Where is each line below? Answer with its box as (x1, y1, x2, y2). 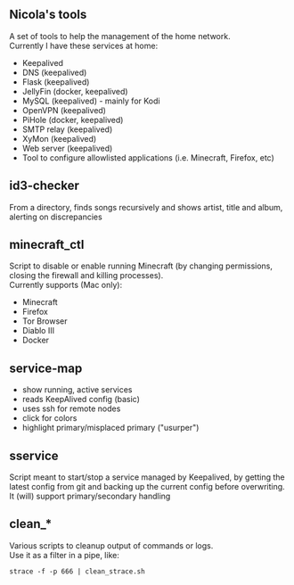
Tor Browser (21, 316, 68, 326)
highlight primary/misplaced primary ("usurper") (21, 423, 200, 433)
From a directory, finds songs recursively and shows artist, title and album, (9, 202, 283, 212)
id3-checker (9, 178, 80, 194)
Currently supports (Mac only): (9, 280, 123, 291)
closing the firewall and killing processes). (9, 270, 164, 281)
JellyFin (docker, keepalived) (21, 86, 128, 96)
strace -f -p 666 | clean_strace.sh (9, 566, 145, 576)
